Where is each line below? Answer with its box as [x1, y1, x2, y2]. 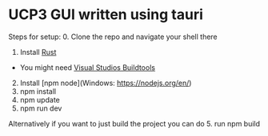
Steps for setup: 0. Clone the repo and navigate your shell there [8, 32, 218, 41]
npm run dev [19, 103, 62, 113]
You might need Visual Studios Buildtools [19, 62, 156, 72]
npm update [19, 95, 60, 104]
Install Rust [19, 47, 57, 56]
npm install [19, 86, 57, 96]
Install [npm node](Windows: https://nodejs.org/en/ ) [19, 78, 192, 87]
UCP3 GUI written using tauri [8, 6, 204, 24]
